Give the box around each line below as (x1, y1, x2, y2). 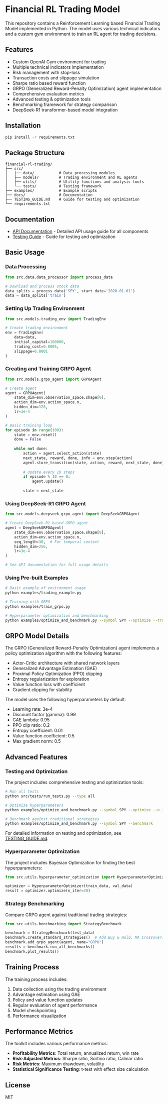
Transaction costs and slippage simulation (12, 74, 99, 81)
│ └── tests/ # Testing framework (5, 184, 101, 189)
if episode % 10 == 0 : (23, 474, 70, 479)
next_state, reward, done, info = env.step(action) (23, 456, 133, 461)
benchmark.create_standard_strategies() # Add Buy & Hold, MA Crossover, (5, 935, 164, 940)
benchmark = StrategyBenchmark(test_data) (5, 930, 95, 935)
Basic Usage (5, 248, 45, 257)
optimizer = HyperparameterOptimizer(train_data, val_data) (5, 884, 133, 889)
